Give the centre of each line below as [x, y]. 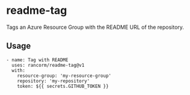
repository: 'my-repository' [54, 81]
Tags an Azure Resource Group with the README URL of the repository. [95, 27]
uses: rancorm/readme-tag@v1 [48, 65]
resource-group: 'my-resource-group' [64, 76]
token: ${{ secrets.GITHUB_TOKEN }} [63, 86]
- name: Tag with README [37, 60]
